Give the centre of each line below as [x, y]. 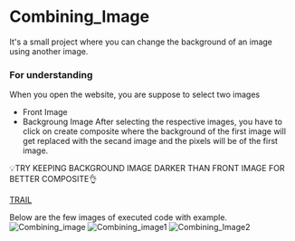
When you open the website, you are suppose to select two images [135, 95]
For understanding [51, 74]
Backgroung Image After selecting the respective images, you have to [152, 122]
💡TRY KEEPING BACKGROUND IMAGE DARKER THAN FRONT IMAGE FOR [147, 169]
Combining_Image [80, 17]
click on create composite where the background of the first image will [154, 131]
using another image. [49, 51]
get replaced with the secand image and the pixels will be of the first [150, 141]
